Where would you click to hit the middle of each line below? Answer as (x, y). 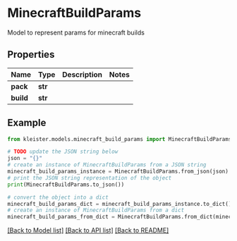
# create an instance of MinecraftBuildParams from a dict (96, 210)
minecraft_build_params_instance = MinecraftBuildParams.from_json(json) (118, 172)
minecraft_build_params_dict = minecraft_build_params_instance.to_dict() (120, 204)
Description (82, 74)
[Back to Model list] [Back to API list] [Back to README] (88, 230)
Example (27, 123)
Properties (31, 55)
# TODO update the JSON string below (63, 152)
